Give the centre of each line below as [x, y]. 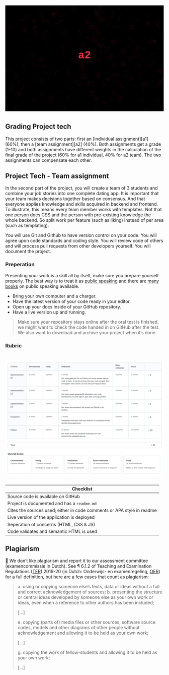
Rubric [14, 345]
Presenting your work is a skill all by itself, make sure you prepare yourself [82, 275]
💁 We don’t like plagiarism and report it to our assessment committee [77, 561]
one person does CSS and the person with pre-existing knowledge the [78, 215]
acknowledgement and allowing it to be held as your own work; [83, 633]
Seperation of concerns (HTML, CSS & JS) [51, 524]
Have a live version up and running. [49, 312]
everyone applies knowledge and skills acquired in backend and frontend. [82, 204]
